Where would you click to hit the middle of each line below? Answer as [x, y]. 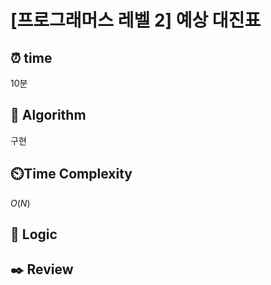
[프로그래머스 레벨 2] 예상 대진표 [136, 20]
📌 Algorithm [48, 115]
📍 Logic [34, 234]
